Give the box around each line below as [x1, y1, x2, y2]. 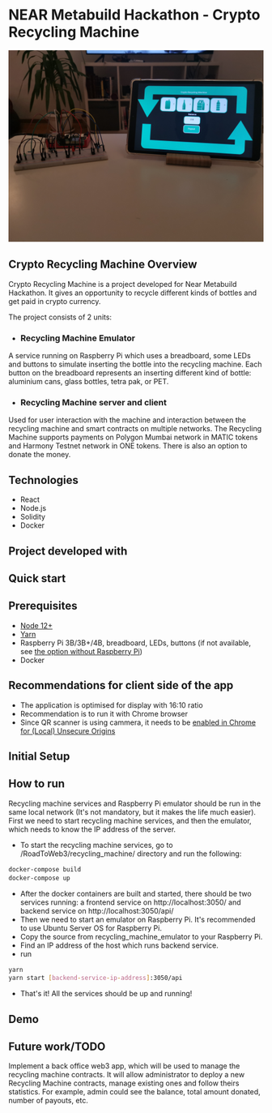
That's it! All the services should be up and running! [19, 989, 193, 999]
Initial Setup [8, 749, 70, 763]
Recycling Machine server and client [19, 396, 168, 408]
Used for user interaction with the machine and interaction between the [8, 415, 247, 425]
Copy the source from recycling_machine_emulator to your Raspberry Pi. [19, 931, 263, 941]
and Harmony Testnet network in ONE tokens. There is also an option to [8, 441, 248, 451]
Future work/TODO [8, 1040, 106, 1054]
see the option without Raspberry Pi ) [19, 646, 143, 656]
